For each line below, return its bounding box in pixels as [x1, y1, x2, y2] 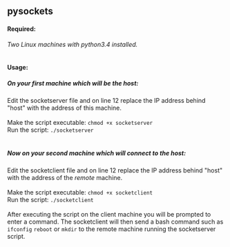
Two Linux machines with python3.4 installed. [7, 40, 138, 48]
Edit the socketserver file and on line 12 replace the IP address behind [7, 97, 206, 105]
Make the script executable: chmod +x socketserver [7, 119, 153, 127]
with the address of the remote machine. [7, 174, 123, 182]
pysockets [7, 6, 54, 17]
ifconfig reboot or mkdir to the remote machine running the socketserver [7, 225, 216, 233]
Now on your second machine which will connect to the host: [7, 148, 186, 157]
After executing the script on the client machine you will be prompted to [7, 210, 211, 219]
